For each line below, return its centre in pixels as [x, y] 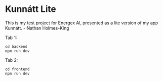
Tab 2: [12, 60]
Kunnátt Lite [31, 9]
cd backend [16, 46]
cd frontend [17, 69]
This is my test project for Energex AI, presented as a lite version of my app [81, 23]
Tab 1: [11, 38]
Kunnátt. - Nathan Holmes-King [37, 28]
